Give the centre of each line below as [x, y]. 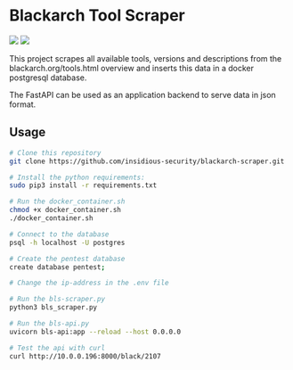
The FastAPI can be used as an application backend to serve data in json [142, 95]
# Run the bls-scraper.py [57, 300]
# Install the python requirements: [77, 177]
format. [23, 104]
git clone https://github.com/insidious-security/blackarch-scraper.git [147, 161]
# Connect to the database [59, 234]
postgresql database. [48, 78]
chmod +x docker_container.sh [65, 210]
